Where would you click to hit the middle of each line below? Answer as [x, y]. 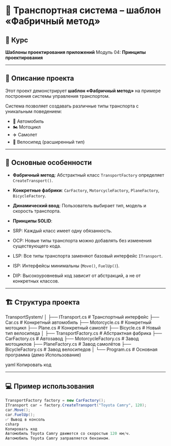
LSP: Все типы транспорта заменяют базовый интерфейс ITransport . [88, 256]
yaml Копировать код [28, 365]
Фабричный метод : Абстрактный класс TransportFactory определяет [88, 175]
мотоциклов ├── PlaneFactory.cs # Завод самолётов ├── [68, 344]
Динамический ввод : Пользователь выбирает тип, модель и [79, 205]
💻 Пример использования [50, 386]
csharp [12, 424]
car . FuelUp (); [20, 414]
